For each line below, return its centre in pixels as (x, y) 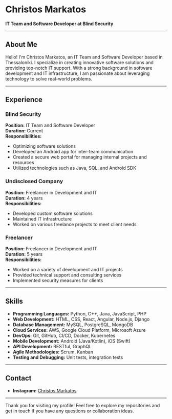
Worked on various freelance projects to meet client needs (74, 224)
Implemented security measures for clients (58, 281)
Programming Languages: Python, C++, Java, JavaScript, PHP (80, 313)
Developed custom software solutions (53, 213)
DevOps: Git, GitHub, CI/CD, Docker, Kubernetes (64, 335)
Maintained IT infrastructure (42, 218)
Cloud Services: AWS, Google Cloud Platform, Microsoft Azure (79, 330)
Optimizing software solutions (44, 146)
